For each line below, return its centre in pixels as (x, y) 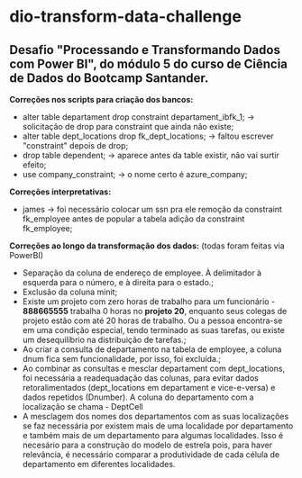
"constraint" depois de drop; (75, 145)
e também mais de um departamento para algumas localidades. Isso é (153, 435)
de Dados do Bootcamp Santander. (109, 78)
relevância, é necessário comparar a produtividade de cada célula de (151, 455)
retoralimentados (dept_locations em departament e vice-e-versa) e (149, 388)
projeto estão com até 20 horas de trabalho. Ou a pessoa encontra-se (152, 320)
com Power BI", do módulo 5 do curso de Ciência (149, 63)
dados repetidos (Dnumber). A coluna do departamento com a (138, 397)
